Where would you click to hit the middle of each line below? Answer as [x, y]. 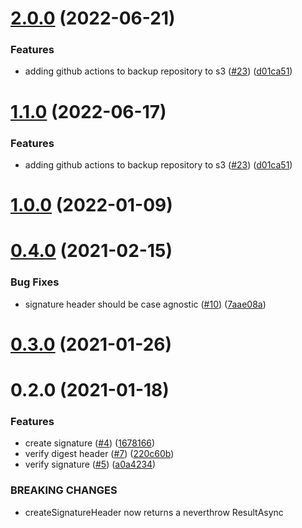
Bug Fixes [35, 282]
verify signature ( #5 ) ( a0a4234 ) [90, 464]
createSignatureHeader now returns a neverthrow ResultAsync [154, 512]
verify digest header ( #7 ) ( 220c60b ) [99, 454]
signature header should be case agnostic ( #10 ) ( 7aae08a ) [145, 304]
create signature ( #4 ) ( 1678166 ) [90, 443]
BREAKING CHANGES [64, 490]
